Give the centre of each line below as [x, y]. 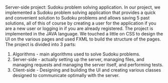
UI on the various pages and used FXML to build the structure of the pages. [83, 39]
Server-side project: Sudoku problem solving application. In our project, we [83, 7]
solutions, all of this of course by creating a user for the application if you [81, 23]
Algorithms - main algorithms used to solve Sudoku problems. [76, 54]
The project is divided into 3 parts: [41, 44]
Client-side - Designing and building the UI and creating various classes [87, 70]
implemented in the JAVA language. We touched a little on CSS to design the [84, 34]
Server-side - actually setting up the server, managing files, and [78, 59]
